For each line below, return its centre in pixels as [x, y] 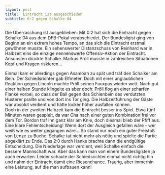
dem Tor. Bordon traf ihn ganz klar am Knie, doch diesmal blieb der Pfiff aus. [82, 120]
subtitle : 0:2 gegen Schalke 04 [38, 19]
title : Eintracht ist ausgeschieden [44, 14]
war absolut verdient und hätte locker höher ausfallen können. [68, 105]
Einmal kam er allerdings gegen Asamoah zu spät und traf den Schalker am [81, 74]
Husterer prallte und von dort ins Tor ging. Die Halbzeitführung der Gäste [79, 100]
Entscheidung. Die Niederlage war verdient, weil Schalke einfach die [74, 146]
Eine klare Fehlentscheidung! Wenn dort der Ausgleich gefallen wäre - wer [81, 125]
